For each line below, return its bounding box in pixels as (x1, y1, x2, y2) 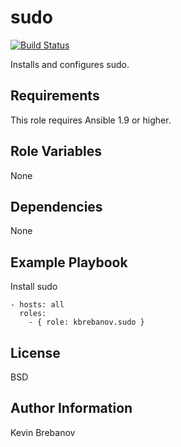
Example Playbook (10, 254, 128, 271)
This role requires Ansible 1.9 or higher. (10, 114, 172, 126)
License (10, 344, 61, 361)
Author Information (10, 400, 133, 417)
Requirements (10, 87, 100, 105)
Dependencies (10, 198, 103, 215)
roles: (19, 309, 47, 319)
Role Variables (10, 143, 102, 160)
